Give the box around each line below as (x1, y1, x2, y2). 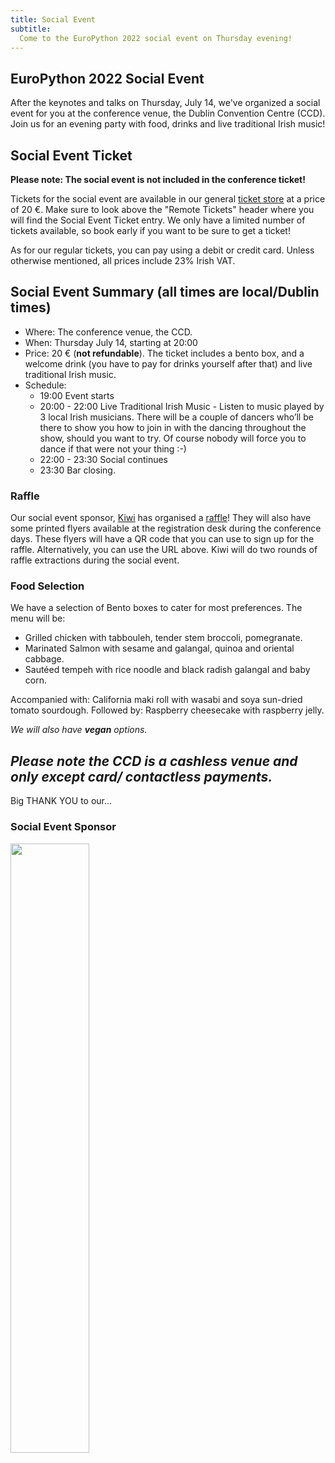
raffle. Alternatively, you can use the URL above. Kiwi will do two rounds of (10, 544, 318, 556)
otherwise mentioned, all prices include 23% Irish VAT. (10, 255, 236, 266)
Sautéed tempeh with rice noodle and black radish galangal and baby (24, 664, 311, 676)
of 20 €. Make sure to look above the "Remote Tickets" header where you (10, 204, 315, 215)
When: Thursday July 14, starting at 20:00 (24, 336, 198, 348)
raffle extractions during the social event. (10, 554, 180, 566)
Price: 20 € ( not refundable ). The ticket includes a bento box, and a (24, 347, 305, 359)
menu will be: (10, 612, 66, 625)
